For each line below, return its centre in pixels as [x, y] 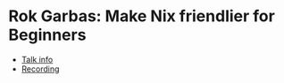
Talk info [37, 59]
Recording [40, 69]
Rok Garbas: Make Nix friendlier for [142, 16]
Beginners [47, 35]
